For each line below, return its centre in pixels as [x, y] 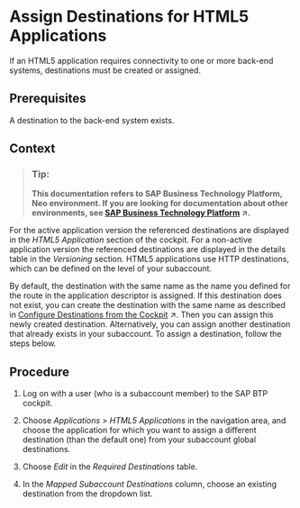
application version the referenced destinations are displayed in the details [148, 249]
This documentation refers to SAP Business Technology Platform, [157, 194]
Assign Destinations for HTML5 [129, 17]
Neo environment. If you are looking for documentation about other [159, 204]
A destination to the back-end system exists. [92, 120]
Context [32, 149]
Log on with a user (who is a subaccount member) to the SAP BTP [145, 394]
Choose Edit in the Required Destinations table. [110, 467]
